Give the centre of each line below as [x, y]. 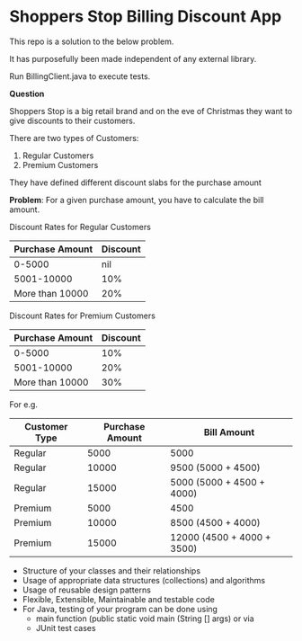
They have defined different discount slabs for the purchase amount [136, 183]
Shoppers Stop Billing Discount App [146, 17]
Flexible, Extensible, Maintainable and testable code [119, 599]
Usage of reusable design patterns [86, 590]
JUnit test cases [66, 628]
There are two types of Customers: [74, 138]
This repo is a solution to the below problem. [92, 41]
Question [27, 93]
